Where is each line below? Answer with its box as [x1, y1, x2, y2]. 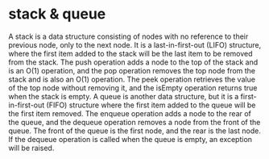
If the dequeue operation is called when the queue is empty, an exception [8, 134, 252, 144]
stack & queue [8, 5, 106, 23]
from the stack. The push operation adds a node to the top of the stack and [8, 57, 259, 67]
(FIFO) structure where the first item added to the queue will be [46, 100, 256, 110]
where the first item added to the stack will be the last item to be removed [8, 48, 253, 58]
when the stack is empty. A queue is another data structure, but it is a [8, 91, 239, 101]
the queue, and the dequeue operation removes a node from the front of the [8, 117, 261, 127]
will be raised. [8, 143, 55, 153]
